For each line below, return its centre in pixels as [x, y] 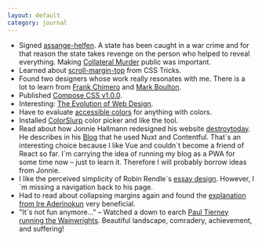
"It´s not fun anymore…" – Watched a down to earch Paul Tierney [124, 212]
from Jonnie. [39, 170]
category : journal [37, 23]
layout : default [34, 15]
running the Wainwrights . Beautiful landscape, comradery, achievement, [135, 220]
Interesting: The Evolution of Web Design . [86, 104]
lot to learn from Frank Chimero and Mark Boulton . [100, 86]
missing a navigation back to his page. [91, 187]
